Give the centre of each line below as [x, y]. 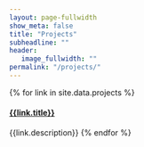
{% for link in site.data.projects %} [72, 92]
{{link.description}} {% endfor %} [70, 133]
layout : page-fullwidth [53, 17]
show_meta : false [41, 26]
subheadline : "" [39, 42]
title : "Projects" [43, 34]
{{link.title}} [32, 113]
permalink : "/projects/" [55, 68]
